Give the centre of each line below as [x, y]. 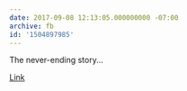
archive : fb [31, 26]
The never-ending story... [56, 60]
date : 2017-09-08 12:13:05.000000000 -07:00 [94, 18]
